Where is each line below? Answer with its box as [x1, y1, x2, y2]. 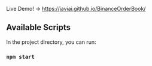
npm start [6, 53, 35, 60]
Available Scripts [6, 22, 71, 32]
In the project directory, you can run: [6, 38, 96, 46]
